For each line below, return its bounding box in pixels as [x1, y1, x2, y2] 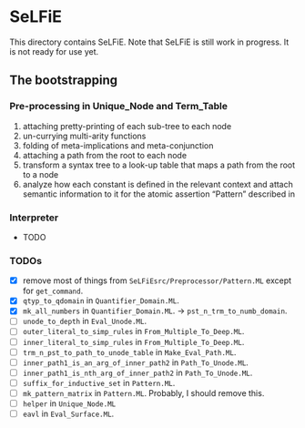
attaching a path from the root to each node [22, 149, 188, 160]
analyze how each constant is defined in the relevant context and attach [22, 178, 293, 189]
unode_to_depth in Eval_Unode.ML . [22, 316, 147, 327]
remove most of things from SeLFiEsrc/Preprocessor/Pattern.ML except [22, 275, 292, 286]
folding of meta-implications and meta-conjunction [22, 139, 214, 151]
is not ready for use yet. [9, 46, 99, 56]
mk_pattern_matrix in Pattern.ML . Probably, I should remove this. [22, 387, 265, 398]
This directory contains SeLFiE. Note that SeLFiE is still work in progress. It [9, 36, 290, 47]
